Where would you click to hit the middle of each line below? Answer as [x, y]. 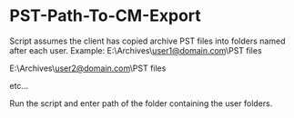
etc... [19, 85]
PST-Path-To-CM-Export [106, 16]
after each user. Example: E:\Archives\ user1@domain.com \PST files [136, 50]
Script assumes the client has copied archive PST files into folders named [147, 41]
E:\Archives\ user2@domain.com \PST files [88, 68]
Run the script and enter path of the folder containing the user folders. [141, 103]
